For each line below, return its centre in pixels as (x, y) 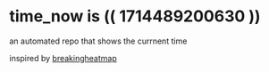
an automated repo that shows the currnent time (98, 41)
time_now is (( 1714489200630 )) (135, 16)
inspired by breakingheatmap (63, 58)
